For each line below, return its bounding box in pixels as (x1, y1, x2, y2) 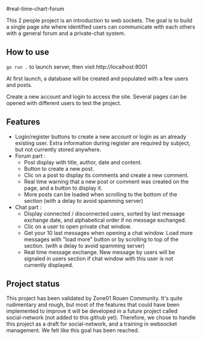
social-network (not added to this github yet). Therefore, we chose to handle (6, 314, 196, 321)
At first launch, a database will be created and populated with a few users (6, 75, 188, 82)
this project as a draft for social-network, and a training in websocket (6, 320, 177, 328)
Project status (6, 279, 60, 289)
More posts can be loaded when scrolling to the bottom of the (23, 190, 177, 198)
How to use (6, 47, 49, 57)
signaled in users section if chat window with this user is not (23, 255, 173, 262)
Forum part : (14, 152, 46, 159)
